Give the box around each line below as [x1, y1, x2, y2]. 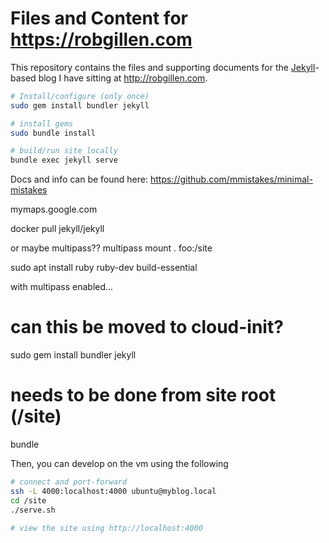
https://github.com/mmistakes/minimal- [149, 173, 313, 186]
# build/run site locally [10, 146, 118, 156]
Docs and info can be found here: [10, 173, 149, 186]
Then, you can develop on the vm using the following [10, 458, 229, 470]
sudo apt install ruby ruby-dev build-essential [10, 262, 198, 274]
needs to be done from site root [10, 384, 277, 407]
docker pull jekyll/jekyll [10, 223, 105, 235]
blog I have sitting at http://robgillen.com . [38, 72, 208, 84]
